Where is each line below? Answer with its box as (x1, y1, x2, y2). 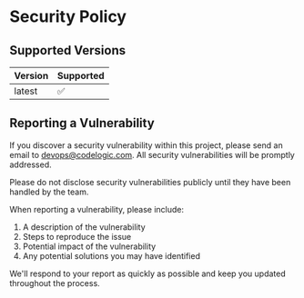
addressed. (9, 159, 52, 170)
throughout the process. (9, 277, 100, 288)
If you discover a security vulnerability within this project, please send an (9, 139, 284, 151)
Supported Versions (9, 43, 126, 58)
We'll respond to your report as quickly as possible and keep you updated (9, 268, 286, 279)
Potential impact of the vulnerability (22, 241, 157, 252)
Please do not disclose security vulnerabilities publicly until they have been (9, 176, 291, 187)
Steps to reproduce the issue (22, 231, 132, 242)
